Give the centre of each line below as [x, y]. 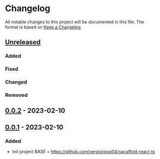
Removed [16, 95]
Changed [16, 82]
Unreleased [23, 42]
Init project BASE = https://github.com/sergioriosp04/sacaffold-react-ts [83, 152]
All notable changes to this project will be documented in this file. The [75, 22]
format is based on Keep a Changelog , [43, 27]
